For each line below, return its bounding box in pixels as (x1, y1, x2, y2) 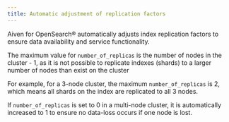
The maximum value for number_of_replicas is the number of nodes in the (7, 51, 223, 59)
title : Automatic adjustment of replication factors (7, 10, 166, 18)
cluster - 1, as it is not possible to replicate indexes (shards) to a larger (7, 58, 212, 67)
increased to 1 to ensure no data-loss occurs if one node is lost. (7, 108, 193, 116)
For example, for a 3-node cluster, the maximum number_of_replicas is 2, (7, 79, 221, 88)
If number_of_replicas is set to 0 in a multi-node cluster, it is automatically (7, 100, 221, 109)
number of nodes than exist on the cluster (7, 66, 129, 74)
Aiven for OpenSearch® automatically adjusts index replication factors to (7, 30, 219, 38)
